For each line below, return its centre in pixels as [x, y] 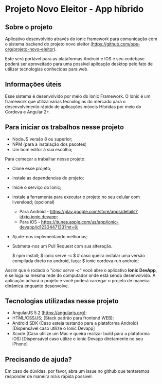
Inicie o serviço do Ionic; [37, 187]
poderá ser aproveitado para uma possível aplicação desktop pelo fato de [79, 64]
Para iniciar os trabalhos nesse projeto [64, 127]
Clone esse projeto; [32, 168]
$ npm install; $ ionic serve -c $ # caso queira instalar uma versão [78, 255]
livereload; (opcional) [33, 202]
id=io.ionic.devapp [38, 217]
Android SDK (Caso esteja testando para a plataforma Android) [75, 323]
